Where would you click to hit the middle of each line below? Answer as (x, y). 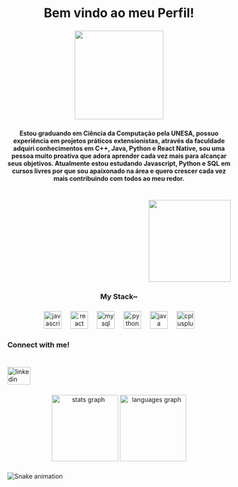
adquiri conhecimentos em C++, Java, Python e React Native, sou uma (119, 149)
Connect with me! (39, 345)
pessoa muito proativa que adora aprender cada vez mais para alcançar (119, 156)
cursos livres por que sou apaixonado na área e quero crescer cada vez (119, 171)
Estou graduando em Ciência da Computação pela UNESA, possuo (119, 133)
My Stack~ (119, 296)
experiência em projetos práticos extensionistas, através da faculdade (119, 141)
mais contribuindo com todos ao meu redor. (119, 179)
